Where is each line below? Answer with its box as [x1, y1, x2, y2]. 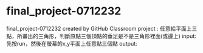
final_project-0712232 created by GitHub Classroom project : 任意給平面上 [6, 25, 192, 32]
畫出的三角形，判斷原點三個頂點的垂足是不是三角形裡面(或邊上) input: [22, 32, 196, 40]
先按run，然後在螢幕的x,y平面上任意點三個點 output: [6, 40, 138, 47]
